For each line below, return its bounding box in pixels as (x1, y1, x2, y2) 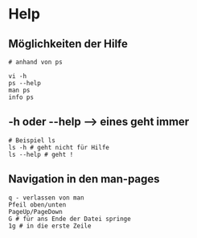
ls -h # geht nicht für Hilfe (8, 143, 110, 151)
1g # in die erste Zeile (8, 222, 92, 230)
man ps (8, 86, 31, 94)
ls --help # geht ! (8, 150, 74, 158)
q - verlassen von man (8, 194, 84, 202)
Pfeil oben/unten (8, 200, 67, 209)
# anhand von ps (8, 58, 63, 66)
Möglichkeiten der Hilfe (8, 37, 129, 51)
